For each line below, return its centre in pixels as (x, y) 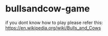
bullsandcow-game (48, 9)
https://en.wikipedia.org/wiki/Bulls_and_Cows (53, 27)
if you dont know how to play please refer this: (54, 22)
